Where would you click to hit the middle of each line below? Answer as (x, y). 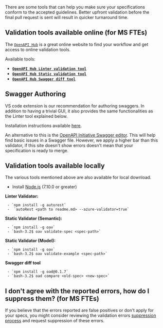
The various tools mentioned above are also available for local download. (78, 178)
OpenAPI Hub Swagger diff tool (44, 79)
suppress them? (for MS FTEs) (52, 299)
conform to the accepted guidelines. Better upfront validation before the (77, 12)
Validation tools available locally (55, 166)
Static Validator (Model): (30, 241)
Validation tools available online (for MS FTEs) (76, 33)
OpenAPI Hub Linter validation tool (49, 69)
